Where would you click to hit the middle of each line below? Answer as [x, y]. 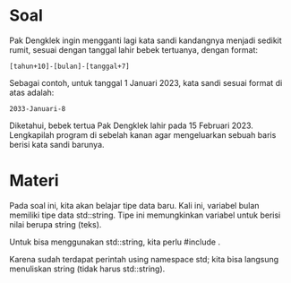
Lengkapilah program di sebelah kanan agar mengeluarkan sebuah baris [143, 134]
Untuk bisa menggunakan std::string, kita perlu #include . [115, 242]
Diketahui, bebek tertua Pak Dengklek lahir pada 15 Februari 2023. [131, 125]
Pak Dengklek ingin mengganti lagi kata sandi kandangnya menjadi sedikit [145, 40]
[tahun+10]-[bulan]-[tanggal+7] [69, 66]
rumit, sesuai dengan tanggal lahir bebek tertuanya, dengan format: [133, 49]
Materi [34, 181]
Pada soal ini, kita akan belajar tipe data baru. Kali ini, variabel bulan [134, 205]
